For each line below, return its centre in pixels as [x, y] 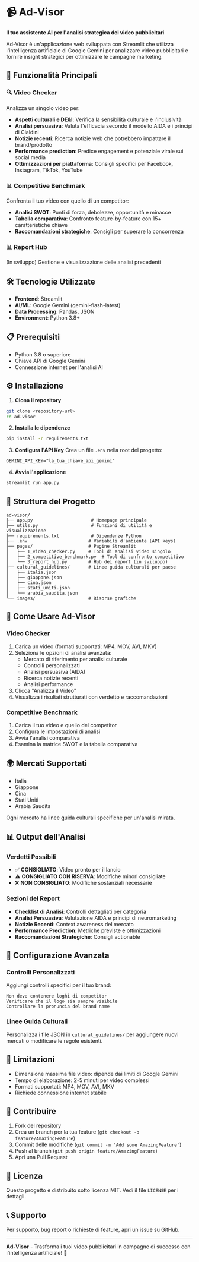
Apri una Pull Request [41, 1157]
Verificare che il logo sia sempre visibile [62, 1001]
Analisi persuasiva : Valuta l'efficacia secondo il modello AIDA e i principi [104, 125]
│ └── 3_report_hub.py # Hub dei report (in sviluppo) [87, 562]
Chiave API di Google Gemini [50, 361]
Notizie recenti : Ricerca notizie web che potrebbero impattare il [92, 138]
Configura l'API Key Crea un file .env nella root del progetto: [89, 450]
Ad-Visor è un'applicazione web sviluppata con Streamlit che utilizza [90, 44]
